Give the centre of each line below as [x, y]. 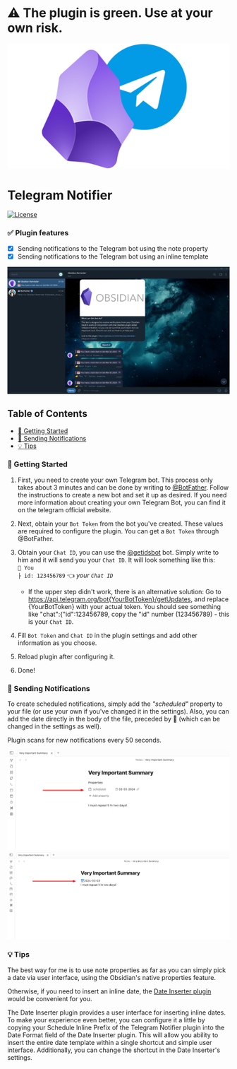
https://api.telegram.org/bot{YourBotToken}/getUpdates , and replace [128, 599]
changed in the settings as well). [54, 726]
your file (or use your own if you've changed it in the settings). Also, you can [118, 711]
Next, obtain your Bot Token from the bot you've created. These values [120, 524]
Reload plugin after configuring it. [66, 656]
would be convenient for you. [50, 998]
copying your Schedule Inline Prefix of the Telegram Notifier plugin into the [116, 1027]
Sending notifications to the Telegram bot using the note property [113, 248]
